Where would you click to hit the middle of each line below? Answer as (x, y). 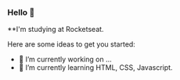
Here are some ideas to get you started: (72, 44)
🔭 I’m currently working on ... (65, 59)
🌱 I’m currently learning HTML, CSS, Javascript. (95, 68)
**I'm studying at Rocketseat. (56, 30)
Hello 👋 (21, 12)
